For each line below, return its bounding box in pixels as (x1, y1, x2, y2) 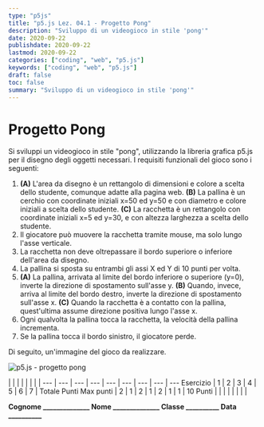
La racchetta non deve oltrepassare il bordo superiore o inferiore (19, 247, 233, 256)
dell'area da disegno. (19, 255, 89, 265)
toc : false (8, 78, 45, 86)
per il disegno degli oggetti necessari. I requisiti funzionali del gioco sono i (8, 155, 253, 164)
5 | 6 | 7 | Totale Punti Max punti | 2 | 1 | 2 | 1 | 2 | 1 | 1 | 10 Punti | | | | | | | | (8, 386, 247, 396)
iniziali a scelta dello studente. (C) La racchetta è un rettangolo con (19, 204, 241, 214)
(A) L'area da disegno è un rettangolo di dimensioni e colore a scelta (19, 179, 245, 188)
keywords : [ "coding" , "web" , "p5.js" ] (8, 64, 137, 72)
